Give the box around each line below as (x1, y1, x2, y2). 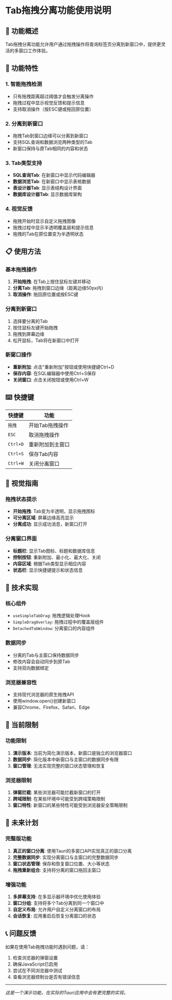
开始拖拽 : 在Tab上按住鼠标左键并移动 (12, 278, 91, 285)
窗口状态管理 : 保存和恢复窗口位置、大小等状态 (12, 860, 110, 866)
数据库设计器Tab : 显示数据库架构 (12, 191, 82, 198)
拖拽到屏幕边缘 (12, 331, 45, 337)
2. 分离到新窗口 (5, 120, 44, 127)
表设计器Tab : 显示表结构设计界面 (12, 185, 82, 191)
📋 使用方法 (5, 247, 41, 256)
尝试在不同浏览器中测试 (12, 967, 62, 973)
